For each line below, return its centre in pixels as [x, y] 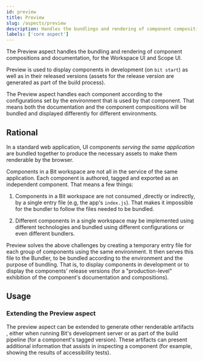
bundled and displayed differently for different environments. [82, 114]
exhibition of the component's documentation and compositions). [88, 277]
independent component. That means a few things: [70, 184]
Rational [22, 133]
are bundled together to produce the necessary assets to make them [92, 153]
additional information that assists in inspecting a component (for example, [99, 346]
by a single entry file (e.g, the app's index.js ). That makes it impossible [104, 202]
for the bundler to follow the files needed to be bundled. [85, 208]
